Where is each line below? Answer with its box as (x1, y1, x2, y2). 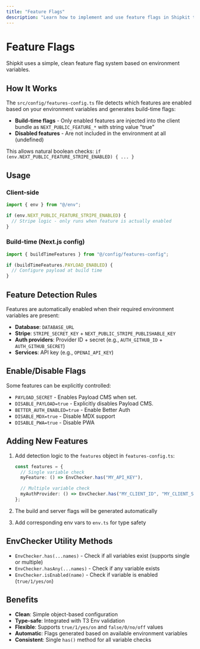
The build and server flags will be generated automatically (14, 507, 158, 514)
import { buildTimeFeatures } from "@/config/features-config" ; (6, 251, 169, 257)
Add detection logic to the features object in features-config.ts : (14, 452, 175, 459)
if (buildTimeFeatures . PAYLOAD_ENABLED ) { (6, 262, 113, 268)
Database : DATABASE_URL (14, 324, 74, 331)
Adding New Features (6, 436, 88, 447)
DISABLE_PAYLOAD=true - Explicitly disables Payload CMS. (14, 399, 154, 407)
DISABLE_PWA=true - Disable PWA (14, 419, 95, 426)
